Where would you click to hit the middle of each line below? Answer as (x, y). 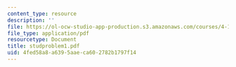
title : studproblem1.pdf (44, 46)
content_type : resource (42, 14)
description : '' (31, 20)
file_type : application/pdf (48, 33)
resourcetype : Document (42, 40)
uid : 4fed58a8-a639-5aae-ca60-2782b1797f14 (72, 53)
